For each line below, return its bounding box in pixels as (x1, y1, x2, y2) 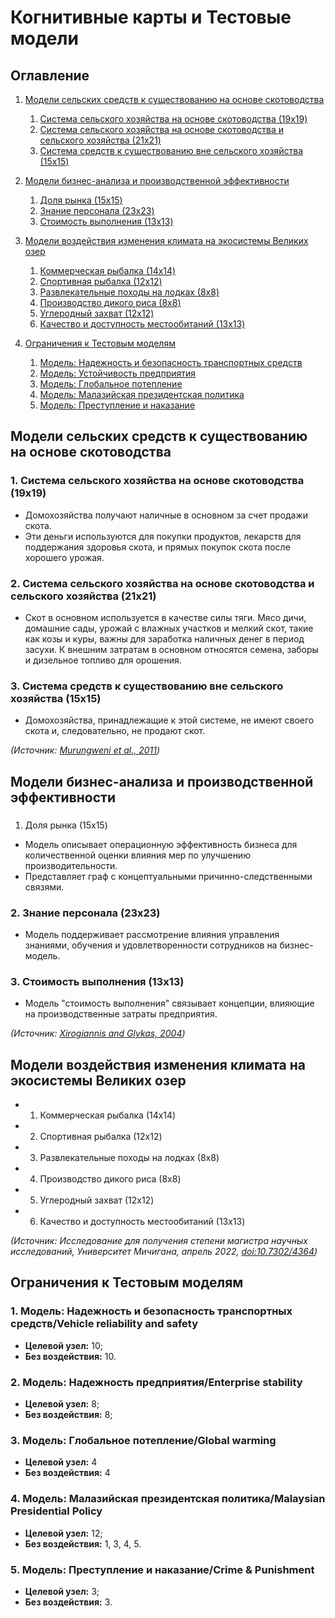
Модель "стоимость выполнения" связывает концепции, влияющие (24, 997, 315, 1010)
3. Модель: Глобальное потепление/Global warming (10, 1433, 277, 1447)
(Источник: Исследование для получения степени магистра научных (10, 1235, 308, 1246)
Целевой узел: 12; (24, 1527, 103, 1539)
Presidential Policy (10, 1504, 103, 1518)
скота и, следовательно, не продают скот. (24, 725, 206, 737)
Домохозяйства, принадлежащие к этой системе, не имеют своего (24, 714, 315, 726)
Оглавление (10, 67, 90, 84)
